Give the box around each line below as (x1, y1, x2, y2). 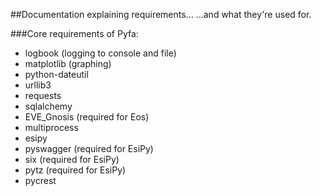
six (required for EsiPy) (24, 154, 120, 165)
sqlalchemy (24, 100, 73, 112)
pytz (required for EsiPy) (24, 164, 127, 176)
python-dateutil (24, 69, 89, 80)
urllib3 (24, 79, 52, 91)
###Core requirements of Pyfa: (10, 28, 139, 39)
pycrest (24, 175, 57, 186)
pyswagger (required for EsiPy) (24, 143, 154, 154)
